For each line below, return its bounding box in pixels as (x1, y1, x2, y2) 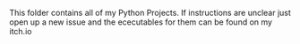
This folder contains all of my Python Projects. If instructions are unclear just (9, 8, 291, 18)
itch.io (9, 26, 32, 36)
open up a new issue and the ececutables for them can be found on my (9, 17, 273, 27)
